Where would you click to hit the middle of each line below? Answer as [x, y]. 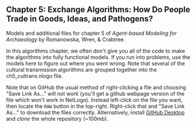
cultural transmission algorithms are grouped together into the [82, 70]
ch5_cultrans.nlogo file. [35, 76]
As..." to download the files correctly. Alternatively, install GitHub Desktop [95, 112]
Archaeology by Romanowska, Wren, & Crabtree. [66, 39]
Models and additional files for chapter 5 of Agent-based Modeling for [92, 33]
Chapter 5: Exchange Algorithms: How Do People [98, 10]
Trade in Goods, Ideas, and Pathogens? [80, 19]
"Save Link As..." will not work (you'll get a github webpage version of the [95, 93]
